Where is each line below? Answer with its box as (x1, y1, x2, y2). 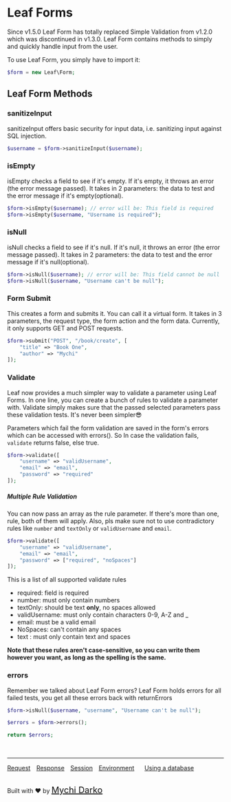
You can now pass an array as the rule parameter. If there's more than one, (7, 509, 219, 518)
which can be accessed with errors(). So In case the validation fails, (7, 431, 199, 439)
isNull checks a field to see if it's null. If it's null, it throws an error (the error (7, 243, 221, 251)
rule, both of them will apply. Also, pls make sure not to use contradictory (7, 516, 214, 525)
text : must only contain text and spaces (16, 633, 131, 641)
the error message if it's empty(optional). (7, 191, 124, 200)
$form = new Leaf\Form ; (7, 69, 76, 76)
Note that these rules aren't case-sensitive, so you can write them (7, 646, 201, 655)
